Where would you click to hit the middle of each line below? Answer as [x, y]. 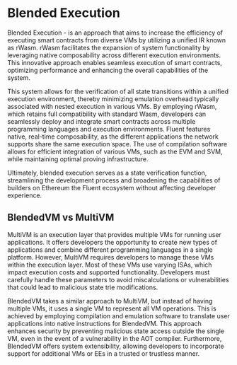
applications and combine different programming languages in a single [110, 250]
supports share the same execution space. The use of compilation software [117, 144]
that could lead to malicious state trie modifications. [83, 287]
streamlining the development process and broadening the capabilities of [114, 180]
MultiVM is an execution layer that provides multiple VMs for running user [114, 234]
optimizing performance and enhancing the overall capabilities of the [108, 70]
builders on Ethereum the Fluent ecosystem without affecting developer [112, 187]
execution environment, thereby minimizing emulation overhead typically [113, 99]
